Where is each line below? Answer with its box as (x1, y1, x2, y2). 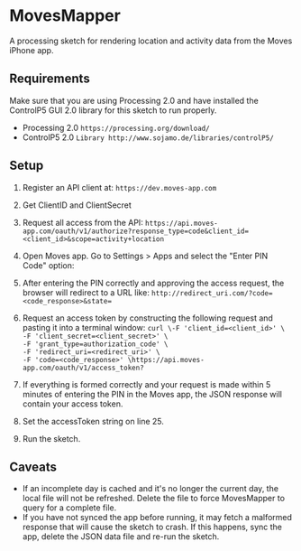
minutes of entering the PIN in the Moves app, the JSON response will (22, 388, 282, 399)
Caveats (9, 459, 57, 474)
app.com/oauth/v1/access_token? (22, 363, 144, 372)
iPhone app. (9, 44, 54, 55)
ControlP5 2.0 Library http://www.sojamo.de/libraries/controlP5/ (22, 132, 275, 143)
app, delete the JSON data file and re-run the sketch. (22, 531, 220, 542)
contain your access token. (22, 398, 123, 409)
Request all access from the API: (22, 217, 144, 228)
